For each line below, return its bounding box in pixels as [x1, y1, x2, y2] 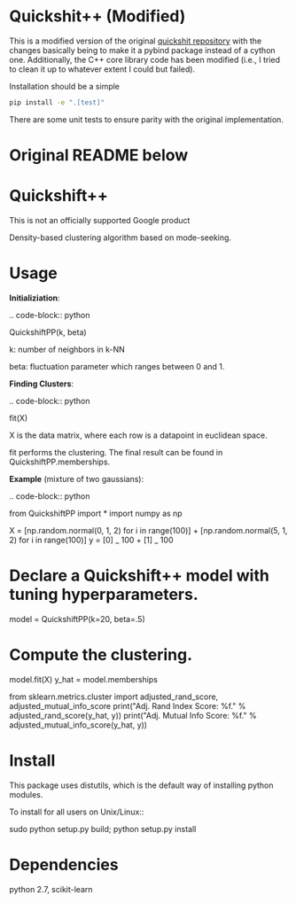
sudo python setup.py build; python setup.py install [9, 823, 197, 834]
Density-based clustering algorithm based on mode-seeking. [9, 232, 232, 243]
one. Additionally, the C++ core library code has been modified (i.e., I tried [9, 54, 281, 65]
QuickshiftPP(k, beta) [9, 326, 87, 338]
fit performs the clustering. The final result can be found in [9, 447, 223, 457]
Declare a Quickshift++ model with [9, 565, 270, 586]
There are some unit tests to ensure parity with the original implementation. [9, 113, 284, 125]
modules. [9, 789, 43, 799]
